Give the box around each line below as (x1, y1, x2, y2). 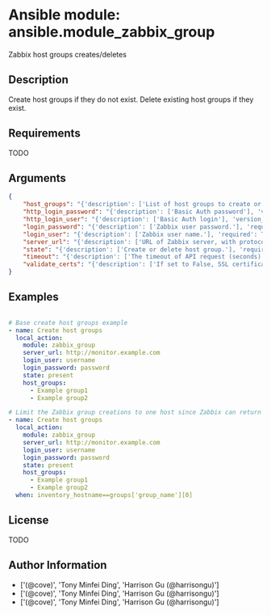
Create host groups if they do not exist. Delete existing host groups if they (8, 95, 254, 104)
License (8, 513, 49, 527)
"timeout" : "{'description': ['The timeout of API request (23, 253, 226, 261)
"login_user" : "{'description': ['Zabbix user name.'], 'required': (23, 230, 258, 238)
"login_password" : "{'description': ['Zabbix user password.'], (23, 222, 244, 231)
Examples (8, 290, 59, 304)
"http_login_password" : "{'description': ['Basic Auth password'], (23, 208, 254, 216)
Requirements (8, 127, 81, 141)
